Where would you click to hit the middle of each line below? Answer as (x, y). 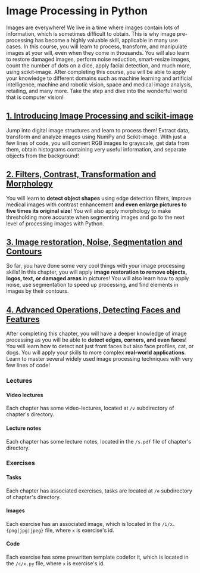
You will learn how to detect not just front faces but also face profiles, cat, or (100, 346)
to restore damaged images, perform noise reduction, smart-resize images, (99, 59)
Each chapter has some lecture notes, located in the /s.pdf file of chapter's (99, 441)
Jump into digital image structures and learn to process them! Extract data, (98, 130)
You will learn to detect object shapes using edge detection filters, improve (99, 198)
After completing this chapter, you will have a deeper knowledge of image (97, 334)
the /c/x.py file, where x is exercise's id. (56, 563)
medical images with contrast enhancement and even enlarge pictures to (97, 205)
